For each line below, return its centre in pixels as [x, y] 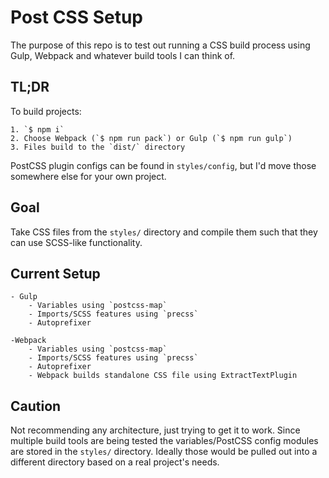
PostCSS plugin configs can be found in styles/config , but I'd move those [163, 165]
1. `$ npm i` [37, 129]
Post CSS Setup [77, 17]
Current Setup [55, 273]
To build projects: [46, 111]
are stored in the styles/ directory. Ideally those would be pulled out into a [164, 452]
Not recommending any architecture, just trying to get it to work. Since [155, 430]
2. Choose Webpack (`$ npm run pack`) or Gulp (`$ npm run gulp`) [151, 138]
